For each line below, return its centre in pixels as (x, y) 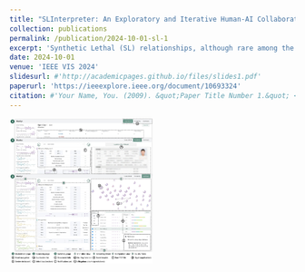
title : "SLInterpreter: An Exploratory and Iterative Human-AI (132, 19)
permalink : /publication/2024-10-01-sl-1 (89, 38)
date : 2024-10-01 (42, 58)
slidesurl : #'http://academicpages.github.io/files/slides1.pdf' (135, 77)
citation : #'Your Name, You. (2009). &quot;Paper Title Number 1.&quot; (150, 95)
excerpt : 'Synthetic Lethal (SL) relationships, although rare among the (152, 48)
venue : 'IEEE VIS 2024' (54, 67)
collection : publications (58, 29)
